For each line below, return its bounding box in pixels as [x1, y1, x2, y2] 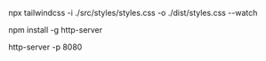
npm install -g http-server [8, 25, 103, 34]
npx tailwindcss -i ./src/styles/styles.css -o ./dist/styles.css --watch [8, 8, 258, 18]
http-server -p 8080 [8, 42, 83, 52]
